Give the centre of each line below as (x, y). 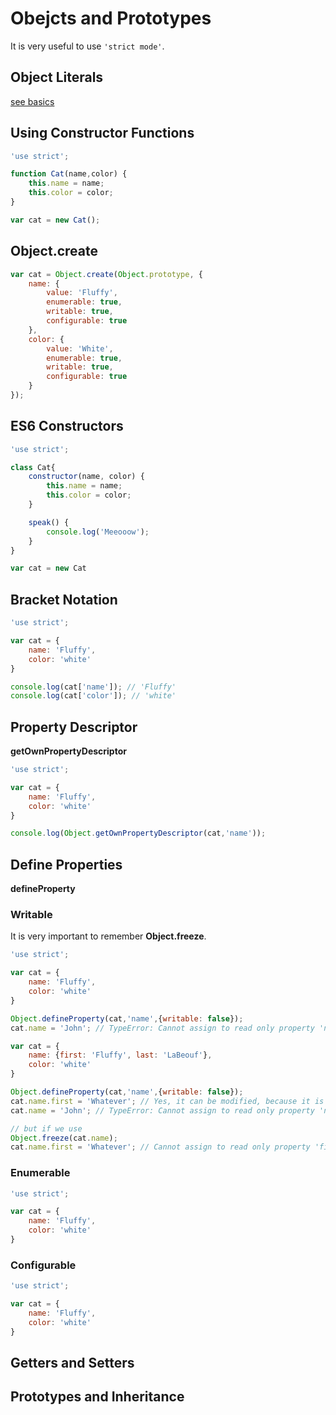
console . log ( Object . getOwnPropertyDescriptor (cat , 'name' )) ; (138, 833)
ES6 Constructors (67, 426)
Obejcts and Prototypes (111, 18)
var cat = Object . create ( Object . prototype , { (106, 274)
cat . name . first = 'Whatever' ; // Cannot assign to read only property (160, 1147)
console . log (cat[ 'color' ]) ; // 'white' (93, 696)
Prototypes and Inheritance (97, 1397)
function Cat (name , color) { (69, 174)
